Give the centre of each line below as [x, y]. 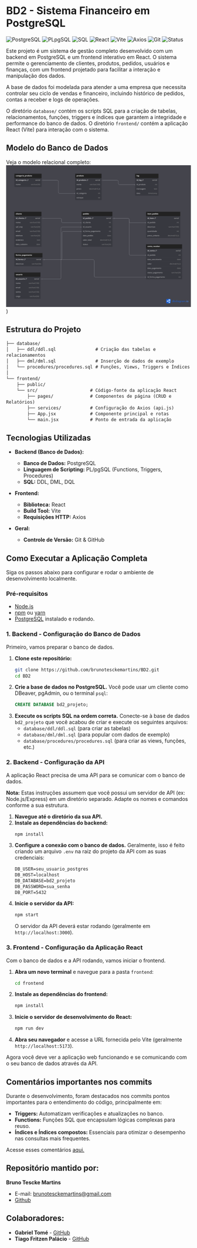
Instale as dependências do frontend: [61, 994]
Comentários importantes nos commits [79, 1082]
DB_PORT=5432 [30, 893]
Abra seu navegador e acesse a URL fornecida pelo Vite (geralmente [98, 1040]
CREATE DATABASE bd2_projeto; [52, 705]
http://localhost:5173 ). [44, 1046]
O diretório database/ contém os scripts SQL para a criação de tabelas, [92, 111]
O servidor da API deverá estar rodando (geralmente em [82, 926]
